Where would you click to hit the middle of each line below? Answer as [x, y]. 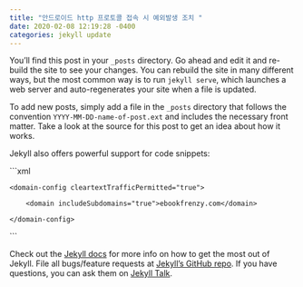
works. [22, 136]
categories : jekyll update [60, 35]
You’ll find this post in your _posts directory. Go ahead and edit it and [138, 61]
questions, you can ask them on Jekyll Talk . [91, 273]
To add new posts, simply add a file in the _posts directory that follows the [148, 107]
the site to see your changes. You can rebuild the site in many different [162, 70]
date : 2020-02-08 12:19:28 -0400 [73, 26]
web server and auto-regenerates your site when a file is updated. [133, 89]
